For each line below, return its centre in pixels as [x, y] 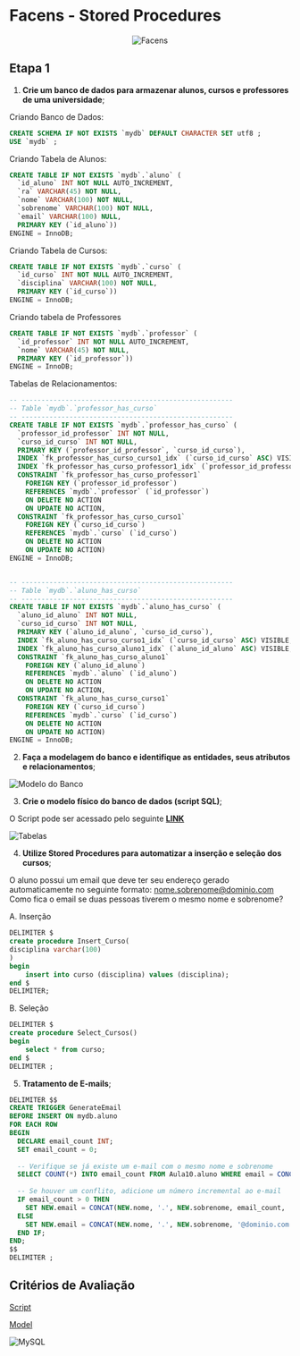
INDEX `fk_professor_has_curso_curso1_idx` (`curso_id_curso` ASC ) [146, 458]
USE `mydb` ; [33, 141]
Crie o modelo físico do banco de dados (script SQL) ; [122, 801]
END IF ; [32, 1233]
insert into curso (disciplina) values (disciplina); [127, 975]
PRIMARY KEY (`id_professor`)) [75, 359]
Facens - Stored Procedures [115, 16]
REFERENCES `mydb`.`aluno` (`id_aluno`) [101, 674]
